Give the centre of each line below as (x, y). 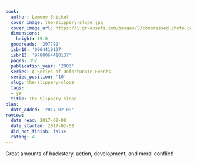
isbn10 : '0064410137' (37, 50)
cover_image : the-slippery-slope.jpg (57, 22)
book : (12, 11)
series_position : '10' (39, 77)
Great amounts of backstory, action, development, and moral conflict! (90, 154)
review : (15, 115)
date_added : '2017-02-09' (43, 110)
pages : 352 (24, 60)
